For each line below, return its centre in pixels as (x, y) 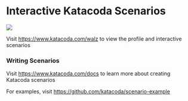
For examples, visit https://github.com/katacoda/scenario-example (88, 91)
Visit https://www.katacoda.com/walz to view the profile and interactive (94, 39)
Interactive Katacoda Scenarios (86, 11)
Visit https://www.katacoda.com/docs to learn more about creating (88, 74)
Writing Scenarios (33, 60)
